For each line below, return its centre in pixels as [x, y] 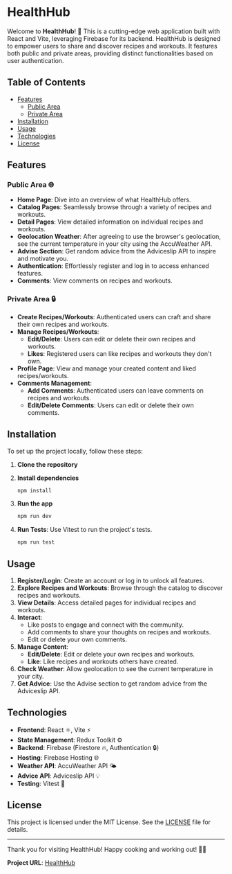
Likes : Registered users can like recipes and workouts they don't [119, 353]
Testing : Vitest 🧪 [41, 783]
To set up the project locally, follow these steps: [75, 451]
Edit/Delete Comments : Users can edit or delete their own [111, 405]
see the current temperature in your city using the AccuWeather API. [115, 244]
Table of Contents [47, 83]
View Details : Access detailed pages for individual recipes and [107, 603]
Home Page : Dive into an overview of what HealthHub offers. [104, 200]
